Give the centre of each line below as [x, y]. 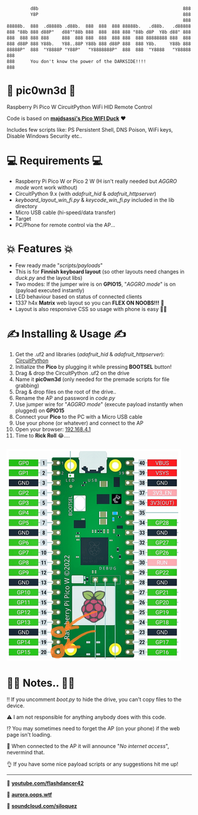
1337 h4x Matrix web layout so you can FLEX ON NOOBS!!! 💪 [90, 303]
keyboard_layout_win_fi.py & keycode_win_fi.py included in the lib [95, 200]
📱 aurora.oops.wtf [29, 795]
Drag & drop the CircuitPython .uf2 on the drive [72, 373]
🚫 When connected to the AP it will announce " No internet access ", [88, 746]
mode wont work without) [46, 187]
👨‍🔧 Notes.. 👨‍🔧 [41, 683]
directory [26, 206]
